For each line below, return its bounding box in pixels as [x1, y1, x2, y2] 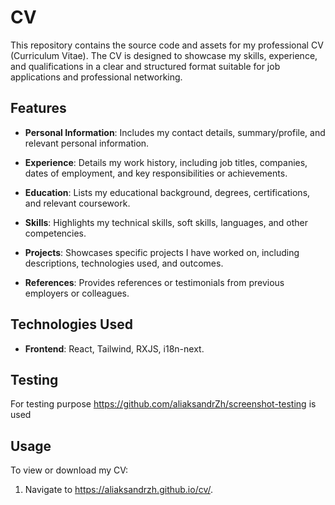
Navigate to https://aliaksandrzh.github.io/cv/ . [24, 484, 214, 496]
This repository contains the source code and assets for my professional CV [10, 39, 324, 51]
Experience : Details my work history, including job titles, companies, [24, 156, 308, 168]
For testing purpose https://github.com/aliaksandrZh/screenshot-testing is [10, 398, 317, 410]
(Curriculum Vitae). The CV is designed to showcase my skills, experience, [10, 49, 318, 61]
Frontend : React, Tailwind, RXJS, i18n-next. [24, 342, 205, 355]
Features [10, 100, 67, 117]
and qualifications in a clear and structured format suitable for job [10, 60, 281, 72]
